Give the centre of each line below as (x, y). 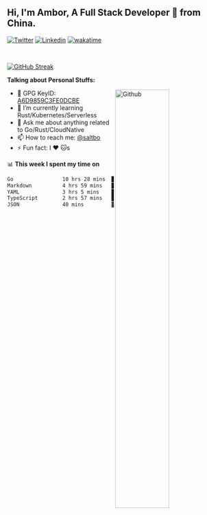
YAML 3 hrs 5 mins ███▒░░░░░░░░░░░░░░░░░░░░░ (98, 192)
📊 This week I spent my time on (53, 164)
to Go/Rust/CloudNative (50, 129)
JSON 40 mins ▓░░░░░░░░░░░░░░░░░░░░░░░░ (98, 205)
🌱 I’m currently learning (50, 108)
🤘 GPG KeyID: (36, 93)
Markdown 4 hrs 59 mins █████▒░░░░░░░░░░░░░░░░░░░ (98, 185)
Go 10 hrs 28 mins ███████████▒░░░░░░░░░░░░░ (98, 179)
